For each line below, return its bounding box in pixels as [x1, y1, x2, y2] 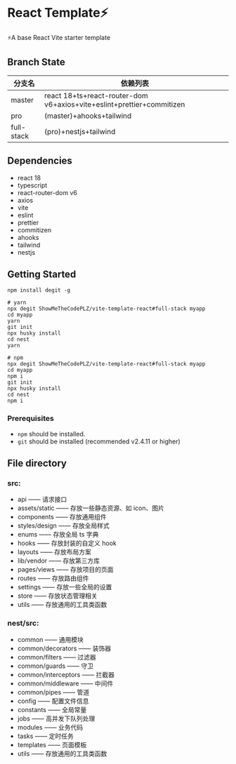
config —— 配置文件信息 [17, 697, 89, 705]
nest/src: [7, 618, 39, 628]
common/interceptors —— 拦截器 [17, 670, 114, 678]
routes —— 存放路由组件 [17, 574, 89, 582]
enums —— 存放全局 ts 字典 [17, 530, 99, 539]
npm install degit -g [7, 287, 71, 294]
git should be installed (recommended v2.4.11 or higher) [17, 437, 181, 445]
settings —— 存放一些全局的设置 [17, 583, 112, 591]
